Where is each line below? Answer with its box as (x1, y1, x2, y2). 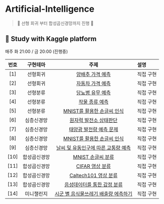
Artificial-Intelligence (5, 3, 95, 15)
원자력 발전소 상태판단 (69, 117, 118, 124)
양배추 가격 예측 (76, 71, 111, 77)
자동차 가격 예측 (76, 80, 111, 87)
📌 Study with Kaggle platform (5, 35, 97, 43)
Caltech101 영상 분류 (69, 172, 118, 178)
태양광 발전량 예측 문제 (68, 126, 118, 133)
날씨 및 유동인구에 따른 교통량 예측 (56, 144, 131, 151)
